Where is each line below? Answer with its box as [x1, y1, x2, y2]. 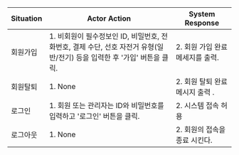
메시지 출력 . [175, 87, 215, 97]
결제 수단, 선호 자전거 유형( [72, 42, 158, 52]
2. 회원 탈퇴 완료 [175, 77, 228, 86]
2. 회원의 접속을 [175, 124, 226, 134]
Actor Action [87, 14, 132, 23]
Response [184, 18, 219, 28]
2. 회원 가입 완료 [175, 42, 228, 52]
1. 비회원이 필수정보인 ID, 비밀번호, [48, 31, 160, 41]
